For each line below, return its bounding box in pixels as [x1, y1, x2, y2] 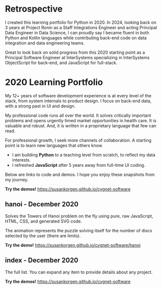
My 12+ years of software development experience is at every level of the [5, 93, 151, 98]
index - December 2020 [5, 256, 78, 265]
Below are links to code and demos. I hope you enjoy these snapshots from [5, 171, 155, 177]
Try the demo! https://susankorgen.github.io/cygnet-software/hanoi [5, 242, 141, 248]
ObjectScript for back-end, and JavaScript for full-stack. [5, 60, 118, 65]
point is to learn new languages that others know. [5, 142, 103, 148]
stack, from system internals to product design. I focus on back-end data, [5, 98, 151, 104]
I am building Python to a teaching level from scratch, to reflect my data [12, 152, 156, 158]
